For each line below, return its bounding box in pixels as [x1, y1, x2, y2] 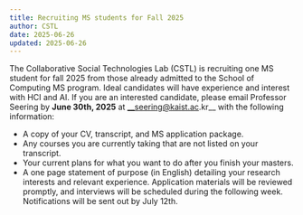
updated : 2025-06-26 [9, 38, 88, 48]
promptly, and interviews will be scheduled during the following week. [22, 186, 283, 197]
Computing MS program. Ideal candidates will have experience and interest [9, 82, 290, 93]
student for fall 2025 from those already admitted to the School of [9, 73, 255, 84]
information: [9, 111, 55, 122]
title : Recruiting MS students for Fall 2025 [9, 13, 184, 23]
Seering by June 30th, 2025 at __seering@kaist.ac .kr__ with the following [9, 101, 285, 113]
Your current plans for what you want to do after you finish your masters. [22, 157, 294, 168]
